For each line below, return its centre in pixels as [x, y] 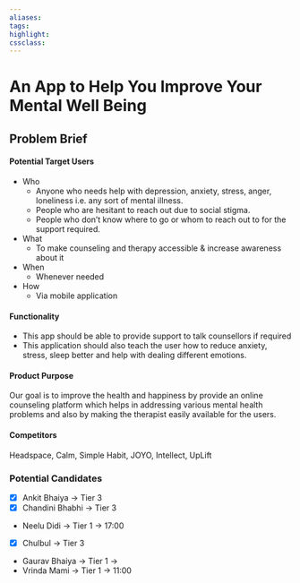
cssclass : [28, 43]
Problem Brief [48, 138]
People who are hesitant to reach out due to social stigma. [143, 210]
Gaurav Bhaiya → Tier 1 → [70, 562]
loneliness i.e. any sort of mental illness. [109, 201]
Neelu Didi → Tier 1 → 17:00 [73, 526]
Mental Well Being [78, 106]
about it [50, 258]
